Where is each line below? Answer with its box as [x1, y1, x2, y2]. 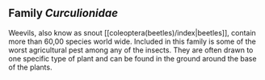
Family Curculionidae [8, 6, 119, 20]
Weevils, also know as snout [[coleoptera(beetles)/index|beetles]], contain [8, 27, 256, 37]
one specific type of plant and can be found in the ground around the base [8, 53, 257, 63]
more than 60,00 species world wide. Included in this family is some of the [8, 36, 256, 46]
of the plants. [8, 62, 53, 72]
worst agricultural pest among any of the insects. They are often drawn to [8, 44, 254, 55]
